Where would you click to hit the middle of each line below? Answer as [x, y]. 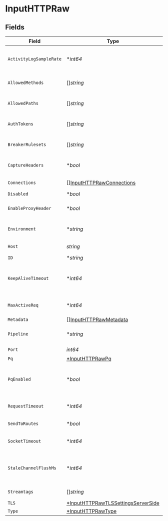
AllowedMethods [26, 83]
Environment [22, 229]
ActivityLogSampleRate [34, 59]
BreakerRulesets [27, 145]
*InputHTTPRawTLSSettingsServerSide [113, 503]
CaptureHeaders [26, 165]
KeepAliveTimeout [28, 278]
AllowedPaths [23, 103]
